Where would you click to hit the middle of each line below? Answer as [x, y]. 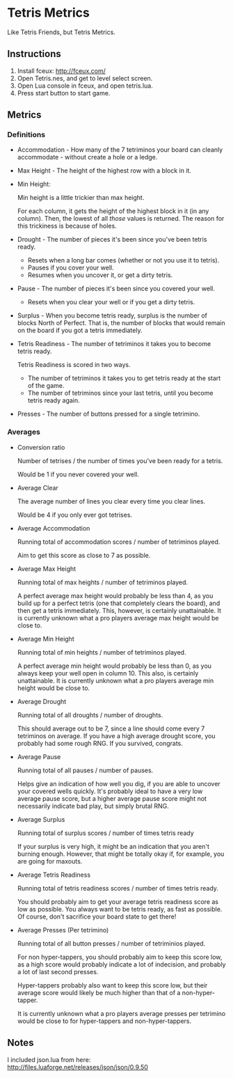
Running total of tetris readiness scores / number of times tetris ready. [118, 888]
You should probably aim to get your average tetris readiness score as [118, 901]
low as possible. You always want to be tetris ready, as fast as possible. [120, 909]
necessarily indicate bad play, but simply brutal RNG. [93, 806]
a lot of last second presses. [58, 971]
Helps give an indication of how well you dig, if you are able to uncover [119, 783]
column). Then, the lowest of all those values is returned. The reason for [121, 219]
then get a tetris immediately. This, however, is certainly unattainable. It [119, 610]
